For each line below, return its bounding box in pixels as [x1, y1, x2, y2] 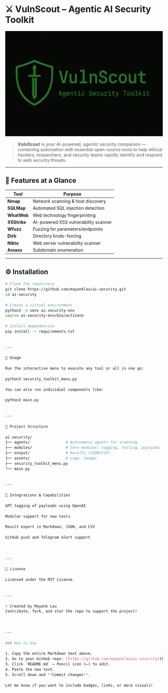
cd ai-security [5, 292, 37, 297]
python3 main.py [5, 398, 39, 403]
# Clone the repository [5, 281, 55, 286]
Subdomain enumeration [32, 247, 83, 253]
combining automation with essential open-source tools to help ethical [17, 146, 162, 152]
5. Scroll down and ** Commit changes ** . [5, 672, 91, 677]
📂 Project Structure [5, 424, 48, 429]
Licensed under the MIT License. [5, 577, 75, 582]
